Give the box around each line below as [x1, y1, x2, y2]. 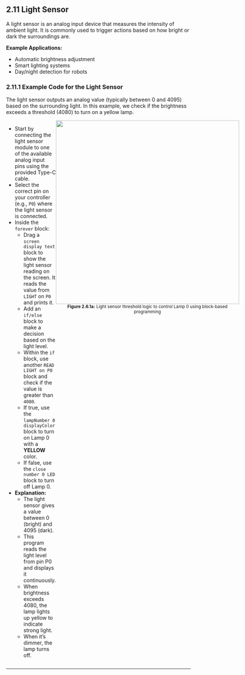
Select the [14, 182, 40, 189]
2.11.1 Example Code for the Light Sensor [6, 82, 123, 91]
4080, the [23, 602, 47, 609]
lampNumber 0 [23, 417, 56, 424]
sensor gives [23, 502, 55, 509]
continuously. [23, 577, 56, 584]
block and [23, 373, 48, 380]
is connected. [14, 213, 48, 220]
